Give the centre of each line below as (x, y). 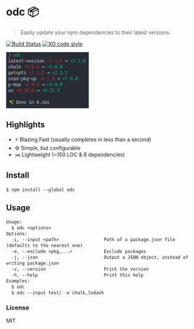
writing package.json (33, 263)
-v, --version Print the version (80, 269)
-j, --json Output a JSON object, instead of (100, 258)
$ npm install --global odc (41, 190)
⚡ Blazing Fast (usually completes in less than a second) (83, 139)
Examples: (18, 281)
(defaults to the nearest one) (45, 246)
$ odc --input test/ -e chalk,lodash (58, 293)
